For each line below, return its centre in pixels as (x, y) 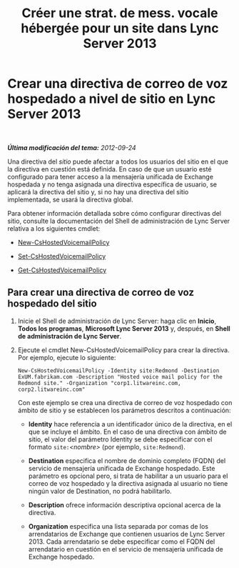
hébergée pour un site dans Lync (120, 28)
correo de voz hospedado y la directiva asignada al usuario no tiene (128, 483)
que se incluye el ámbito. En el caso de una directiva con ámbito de (127, 432)
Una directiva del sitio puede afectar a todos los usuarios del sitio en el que (118, 161)
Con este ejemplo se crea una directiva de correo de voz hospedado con (125, 402)
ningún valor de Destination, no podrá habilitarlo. (100, 491)
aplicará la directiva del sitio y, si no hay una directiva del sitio (98, 191)
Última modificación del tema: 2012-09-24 (72, 147)
